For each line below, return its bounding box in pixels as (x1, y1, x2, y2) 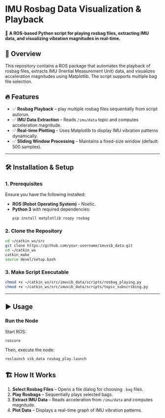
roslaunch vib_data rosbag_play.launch (5, 356, 87, 361)
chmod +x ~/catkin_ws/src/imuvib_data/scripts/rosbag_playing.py (5, 280, 141, 285)
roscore (5, 338, 21, 343)
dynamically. (12, 133, 38, 139)
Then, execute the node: (5, 347, 55, 353)
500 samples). (12, 144, 42, 150)
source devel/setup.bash (5, 257, 56, 262)
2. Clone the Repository (5, 227, 63, 234)
